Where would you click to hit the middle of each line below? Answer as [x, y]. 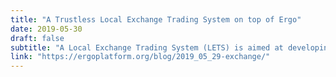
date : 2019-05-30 [46, 29]
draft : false [37, 38]
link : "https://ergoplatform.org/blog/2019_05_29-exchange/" [140, 57]
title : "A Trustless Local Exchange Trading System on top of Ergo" [156, 19]
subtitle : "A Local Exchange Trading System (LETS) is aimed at [147, 47]
